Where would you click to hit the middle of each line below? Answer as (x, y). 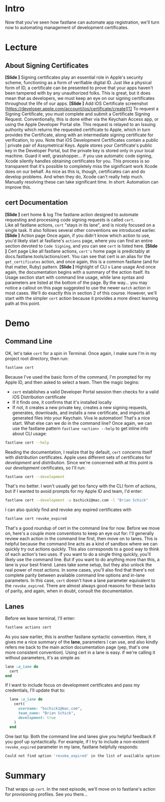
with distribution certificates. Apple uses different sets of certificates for (78, 457)
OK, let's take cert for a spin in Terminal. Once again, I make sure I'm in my (81, 353)
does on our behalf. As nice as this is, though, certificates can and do (75, 171)
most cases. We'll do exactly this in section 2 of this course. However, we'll (81, 293)
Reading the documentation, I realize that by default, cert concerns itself (79, 452)
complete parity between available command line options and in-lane (75, 575)
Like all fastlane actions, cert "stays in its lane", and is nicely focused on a (80, 225)
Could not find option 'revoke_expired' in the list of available (74, 756)
